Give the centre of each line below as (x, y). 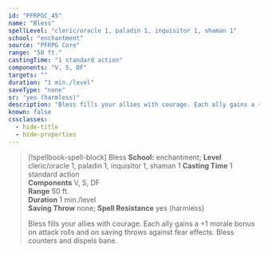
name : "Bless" (32, 23)
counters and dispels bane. (73, 240)
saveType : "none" (37, 90)
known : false (30, 113)
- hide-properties (46, 134)
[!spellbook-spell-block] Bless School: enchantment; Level (124, 157)
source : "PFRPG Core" (44, 45)
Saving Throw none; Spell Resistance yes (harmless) (116, 208)
